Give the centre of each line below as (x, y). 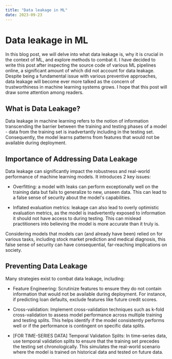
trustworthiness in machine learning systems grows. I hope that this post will (86, 87)
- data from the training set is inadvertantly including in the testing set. (80, 132)
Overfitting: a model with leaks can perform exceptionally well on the (85, 187)
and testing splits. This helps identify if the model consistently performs (89, 320)
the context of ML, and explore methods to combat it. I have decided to (80, 60)
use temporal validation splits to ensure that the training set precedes (86, 341)
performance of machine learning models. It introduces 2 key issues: (78, 177)
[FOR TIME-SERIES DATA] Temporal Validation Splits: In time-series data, (90, 335)
